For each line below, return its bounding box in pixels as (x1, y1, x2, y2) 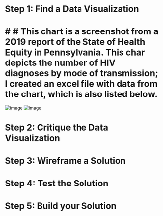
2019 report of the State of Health (5, 36, 146, 48)
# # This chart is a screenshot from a (5, 26, 159, 37)
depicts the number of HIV (5, 58, 116, 68)
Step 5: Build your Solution (5, 200, 117, 211)
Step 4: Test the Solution (5, 178, 109, 189)
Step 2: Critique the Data (5, 122, 109, 133)
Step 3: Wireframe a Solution (5, 155, 126, 166)
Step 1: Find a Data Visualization (5, 3, 139, 15)
